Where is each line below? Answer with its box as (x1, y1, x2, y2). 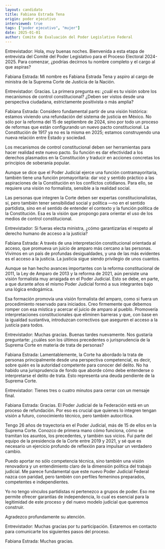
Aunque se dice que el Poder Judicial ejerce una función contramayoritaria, (5, 169, 158, 175)
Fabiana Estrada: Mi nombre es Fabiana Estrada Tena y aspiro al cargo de (5, 73, 154, 79)
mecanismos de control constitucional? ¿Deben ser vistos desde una (5, 93, 144, 99)
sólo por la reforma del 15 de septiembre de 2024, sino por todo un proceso (5, 119, 159, 125)
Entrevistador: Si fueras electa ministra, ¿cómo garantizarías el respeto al (5, 225, 153, 231)
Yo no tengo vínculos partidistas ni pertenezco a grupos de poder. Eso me (5, 488, 155, 494)
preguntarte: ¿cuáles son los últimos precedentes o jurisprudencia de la (5, 336, 150, 343)
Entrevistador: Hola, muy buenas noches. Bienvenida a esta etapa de (5, 48, 145, 54)
